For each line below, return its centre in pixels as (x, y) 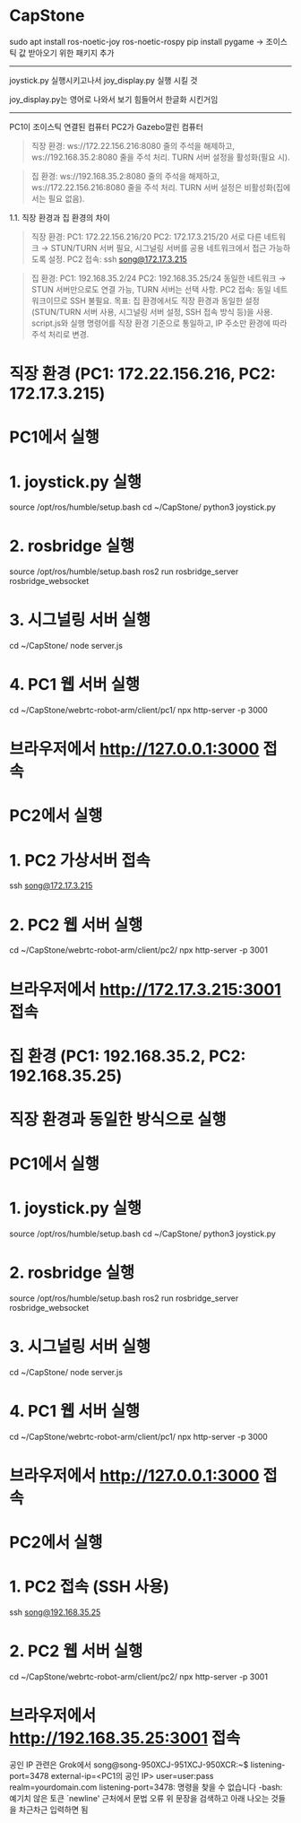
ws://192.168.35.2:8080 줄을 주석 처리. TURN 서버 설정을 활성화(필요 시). (160, 157)
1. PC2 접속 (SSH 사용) (90, 1587)
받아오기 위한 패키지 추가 (71, 52)
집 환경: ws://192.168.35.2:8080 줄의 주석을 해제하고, (125, 176)
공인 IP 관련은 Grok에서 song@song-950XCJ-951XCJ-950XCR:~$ (129, 1765)
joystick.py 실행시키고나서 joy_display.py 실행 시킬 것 (103, 80)
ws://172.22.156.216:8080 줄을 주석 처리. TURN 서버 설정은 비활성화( (153, 187)
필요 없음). (66, 198)
